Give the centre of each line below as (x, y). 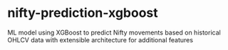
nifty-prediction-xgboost (83, 13)
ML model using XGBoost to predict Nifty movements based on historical (114, 32)
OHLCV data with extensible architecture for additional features (100, 39)
